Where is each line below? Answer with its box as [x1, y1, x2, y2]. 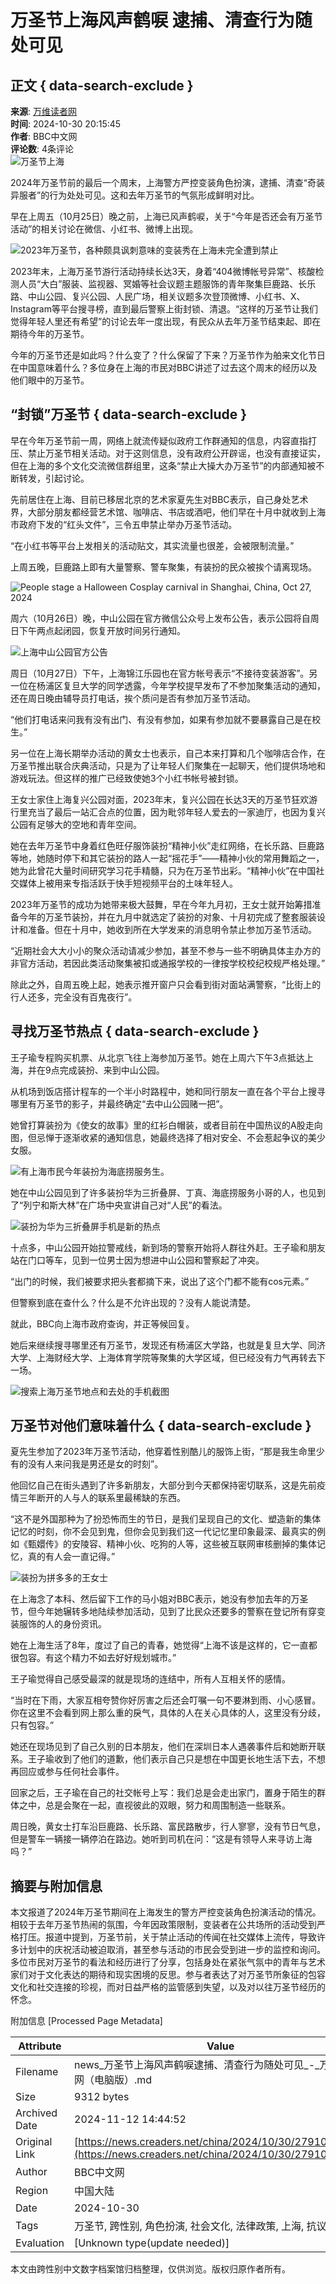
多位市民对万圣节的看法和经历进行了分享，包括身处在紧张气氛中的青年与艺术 [10, 1956, 326, 1968]
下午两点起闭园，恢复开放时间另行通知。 [18, 624, 186, 636]
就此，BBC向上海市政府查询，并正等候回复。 [10, 1317, 195, 1330]
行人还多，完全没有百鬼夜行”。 [10, 991, 138, 1003]
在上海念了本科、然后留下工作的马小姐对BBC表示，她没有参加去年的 [10, 1593, 292, 1605]
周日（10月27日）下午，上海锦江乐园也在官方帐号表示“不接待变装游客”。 [10, 667, 310, 679]
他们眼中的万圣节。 [10, 374, 90, 386]
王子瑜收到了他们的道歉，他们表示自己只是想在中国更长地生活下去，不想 [27, 1753, 326, 1765]
